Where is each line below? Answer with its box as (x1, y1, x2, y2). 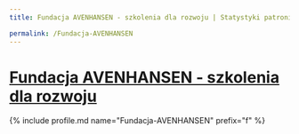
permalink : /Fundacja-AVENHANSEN (9, 28, 133, 38)
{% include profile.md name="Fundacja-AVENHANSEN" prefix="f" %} (9, 115, 265, 126)
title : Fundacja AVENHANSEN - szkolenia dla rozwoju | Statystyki (9, 12, 261, 22)
